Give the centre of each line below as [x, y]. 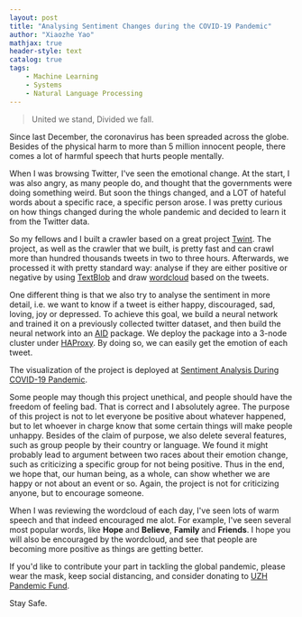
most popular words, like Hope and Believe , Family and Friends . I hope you [150, 529]
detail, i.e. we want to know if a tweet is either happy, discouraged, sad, [142, 304]
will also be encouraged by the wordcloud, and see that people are [133, 539]
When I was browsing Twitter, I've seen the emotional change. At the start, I [150, 173]
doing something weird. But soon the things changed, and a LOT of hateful [148, 192]
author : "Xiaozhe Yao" [52, 34]
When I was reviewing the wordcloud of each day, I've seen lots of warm [144, 510]
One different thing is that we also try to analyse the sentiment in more [140, 294]
